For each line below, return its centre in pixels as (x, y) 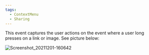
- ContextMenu (24, 14)
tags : (11, 10)
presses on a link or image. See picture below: (52, 38)
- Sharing (20, 19)
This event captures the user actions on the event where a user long (75, 33)
